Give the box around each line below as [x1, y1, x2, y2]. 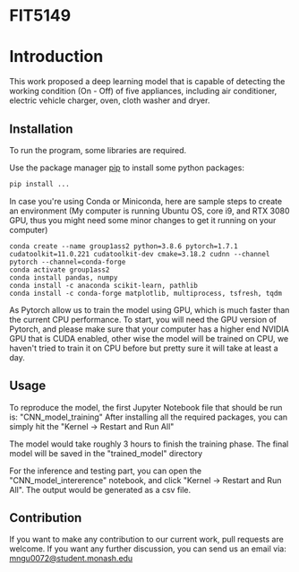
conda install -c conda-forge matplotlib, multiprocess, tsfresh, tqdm [9, 289, 282, 298]
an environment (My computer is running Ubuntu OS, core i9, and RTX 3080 [9, 205, 290, 216]
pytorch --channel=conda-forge [9, 257, 126, 266]
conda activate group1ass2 [9, 265, 110, 274]
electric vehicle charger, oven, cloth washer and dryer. [9, 95, 210, 106]
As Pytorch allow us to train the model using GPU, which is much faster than [9, 304, 290, 315]
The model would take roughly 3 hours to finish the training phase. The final [9, 438, 289, 449]
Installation [9, 121, 73, 136]
